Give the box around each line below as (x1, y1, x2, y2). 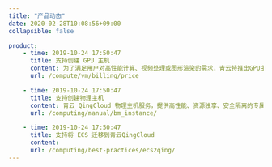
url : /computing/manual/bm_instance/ (29, 109, 158, 118)
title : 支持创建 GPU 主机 (29, 57, 111, 65)
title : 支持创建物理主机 (29, 94, 104, 102)
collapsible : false (8, 27, 74, 35)
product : (8, 41, 38, 49)
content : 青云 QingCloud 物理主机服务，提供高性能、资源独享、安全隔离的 (29, 101, 253, 109)
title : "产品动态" (8, 11, 66, 20)
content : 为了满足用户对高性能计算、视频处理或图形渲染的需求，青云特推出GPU (29, 64, 261, 73)
